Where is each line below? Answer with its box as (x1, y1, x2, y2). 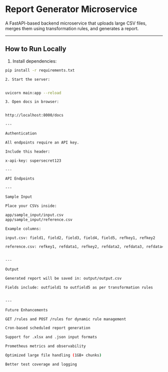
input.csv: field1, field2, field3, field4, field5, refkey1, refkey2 (5, 235, 155, 240)
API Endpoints (5, 176, 35, 181)
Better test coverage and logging (5, 361, 77, 367)
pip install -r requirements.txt (5, 68, 75, 73)
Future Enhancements (5, 307, 48, 312)
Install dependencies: (12, 58, 57, 64)
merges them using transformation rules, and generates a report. (5, 25, 139, 31)
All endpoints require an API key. (5, 140, 79, 145)
